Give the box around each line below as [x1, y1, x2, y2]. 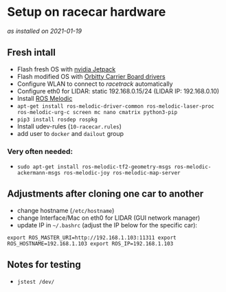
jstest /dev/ [16, 278, 55, 285]
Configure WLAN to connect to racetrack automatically [16, 80, 173, 88]
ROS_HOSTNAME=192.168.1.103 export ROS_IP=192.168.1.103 [7, 240, 174, 247]
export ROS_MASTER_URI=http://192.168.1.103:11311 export [7, 234, 177, 241]
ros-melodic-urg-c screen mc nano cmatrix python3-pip [16, 109, 178, 115]
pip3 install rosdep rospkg [16, 116, 98, 123]
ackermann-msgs [16, 170, 61, 177]
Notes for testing [7, 259, 81, 271]
